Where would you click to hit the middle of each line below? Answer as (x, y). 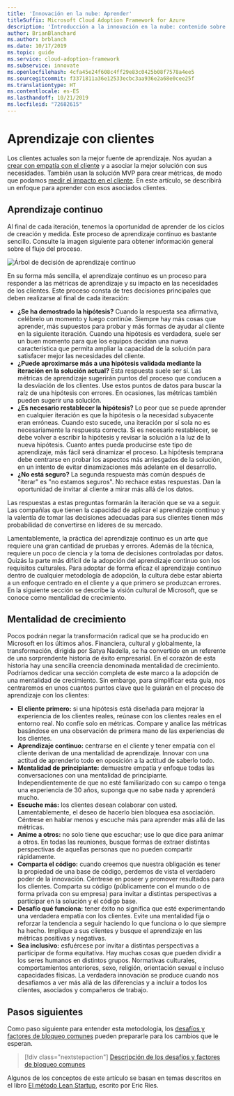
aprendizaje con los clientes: (48, 695)
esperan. (20, 1044)
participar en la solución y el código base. (77, 901)
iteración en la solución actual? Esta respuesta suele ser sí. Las (109, 371)
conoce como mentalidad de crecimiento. (67, 597)
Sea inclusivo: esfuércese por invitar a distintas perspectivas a (108, 946)
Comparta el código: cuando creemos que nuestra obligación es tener (119, 864)
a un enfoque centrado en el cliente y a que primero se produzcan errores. (114, 582)
